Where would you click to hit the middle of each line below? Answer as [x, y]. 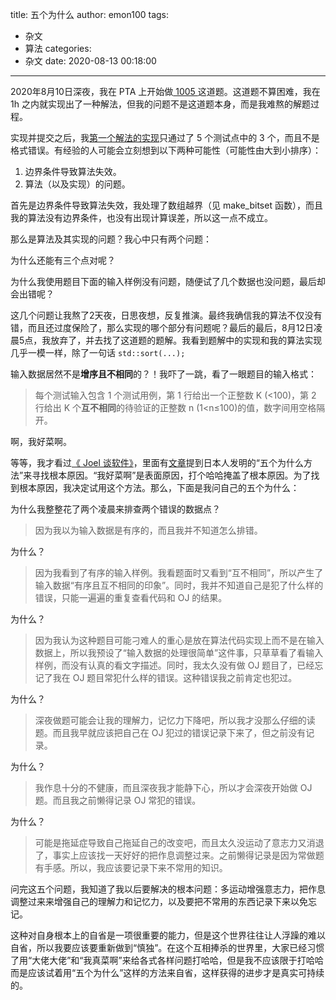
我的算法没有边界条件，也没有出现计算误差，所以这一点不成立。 [141, 217]
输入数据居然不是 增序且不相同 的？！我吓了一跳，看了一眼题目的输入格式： [163, 374]
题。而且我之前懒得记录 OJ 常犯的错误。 [118, 800]
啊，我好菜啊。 [41, 441]
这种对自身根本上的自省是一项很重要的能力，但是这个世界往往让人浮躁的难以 [168, 935]
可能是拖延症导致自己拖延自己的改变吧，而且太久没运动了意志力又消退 [179, 842]
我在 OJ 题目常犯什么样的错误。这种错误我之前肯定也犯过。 [175, 677]
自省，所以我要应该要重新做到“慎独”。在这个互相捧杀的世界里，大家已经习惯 [167, 947]
